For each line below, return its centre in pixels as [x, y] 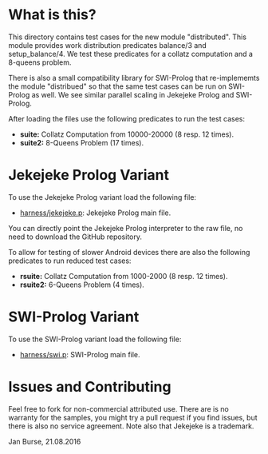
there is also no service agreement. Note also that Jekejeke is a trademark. [131, 426]
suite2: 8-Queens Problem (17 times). [82, 142]
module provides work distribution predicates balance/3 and [108, 45]
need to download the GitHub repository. [75, 237]
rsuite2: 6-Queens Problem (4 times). [82, 285]
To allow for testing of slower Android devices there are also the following [129, 252]
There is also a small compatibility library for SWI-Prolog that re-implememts [134, 78]
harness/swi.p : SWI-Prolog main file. [80, 354]
